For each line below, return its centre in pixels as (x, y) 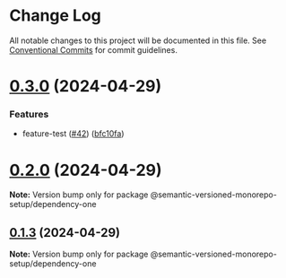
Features (29, 115)
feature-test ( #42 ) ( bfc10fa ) (73, 134)
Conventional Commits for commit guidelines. (93, 49)
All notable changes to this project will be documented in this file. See (138, 40)
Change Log (55, 16)
